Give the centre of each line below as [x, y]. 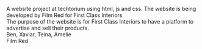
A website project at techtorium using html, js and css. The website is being [101, 9]
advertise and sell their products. [48, 28]
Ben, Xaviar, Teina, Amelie [39, 34]
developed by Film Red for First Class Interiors [64, 15]
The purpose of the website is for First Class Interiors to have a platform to [100, 21]
